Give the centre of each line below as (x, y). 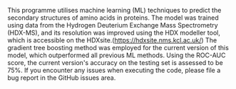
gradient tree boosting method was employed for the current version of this (118, 48)
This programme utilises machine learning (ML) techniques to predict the (114, 10)
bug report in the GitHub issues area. (62, 78)
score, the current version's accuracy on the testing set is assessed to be (115, 63)
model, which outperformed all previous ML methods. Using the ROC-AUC (117, 55)
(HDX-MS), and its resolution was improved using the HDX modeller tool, (114, 32)
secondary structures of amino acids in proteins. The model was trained (113, 18)
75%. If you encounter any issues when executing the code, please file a (114, 70)
